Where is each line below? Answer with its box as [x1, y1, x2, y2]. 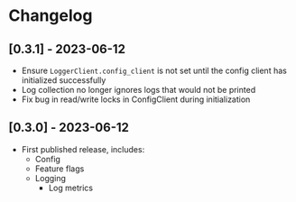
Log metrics [48, 182, 94, 193]
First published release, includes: [21, 143, 145, 154]
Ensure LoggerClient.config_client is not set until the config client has [21, 65, 288, 76]
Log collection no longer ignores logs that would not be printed [21, 85, 256, 95]
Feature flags [34, 163, 85, 174]
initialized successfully [21, 75, 106, 86]
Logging [34, 172, 67, 183]
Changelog [8, 5, 93, 26]
